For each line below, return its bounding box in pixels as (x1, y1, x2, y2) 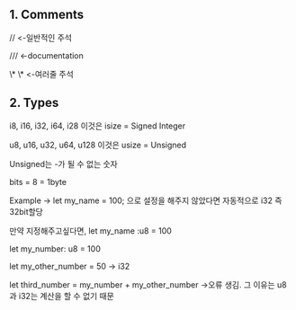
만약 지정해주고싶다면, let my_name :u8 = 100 (9, 225, 173, 236)
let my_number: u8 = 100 (9, 243, 101, 254)
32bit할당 (9, 206, 43, 217)
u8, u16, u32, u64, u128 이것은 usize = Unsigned (9, 139, 187, 150)
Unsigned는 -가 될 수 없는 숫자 (9, 158, 119, 169)
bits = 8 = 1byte (9, 176, 67, 187)
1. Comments (9, 7, 85, 22)
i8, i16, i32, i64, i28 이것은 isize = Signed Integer (9, 120, 186, 131)
